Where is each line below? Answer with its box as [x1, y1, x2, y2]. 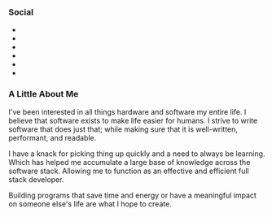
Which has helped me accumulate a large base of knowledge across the [8, 157, 251, 167]
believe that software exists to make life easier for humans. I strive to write [8, 115, 258, 125]
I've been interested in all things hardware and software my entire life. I [8, 106, 247, 116]
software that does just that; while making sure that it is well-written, [8, 124, 239, 134]
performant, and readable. [8, 132, 97, 142]
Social [8, 7, 34, 18]
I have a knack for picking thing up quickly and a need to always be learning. [8, 149, 265, 158]
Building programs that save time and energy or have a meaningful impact [8, 190, 257, 200]
